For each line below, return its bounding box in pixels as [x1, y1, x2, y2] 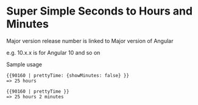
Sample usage [6, 61, 43, 68]
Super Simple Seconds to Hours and [6, 4, 193, 18]
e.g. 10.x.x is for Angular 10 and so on [6, 49, 101, 56]
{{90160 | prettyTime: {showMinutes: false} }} [6, 72, 130, 78]
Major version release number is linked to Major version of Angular [6, 37, 174, 44]
